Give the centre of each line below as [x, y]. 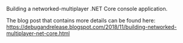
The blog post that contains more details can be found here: [81, 20]
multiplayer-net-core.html [38, 33]
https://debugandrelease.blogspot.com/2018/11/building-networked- [91, 27]
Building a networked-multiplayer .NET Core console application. [87, 9]
